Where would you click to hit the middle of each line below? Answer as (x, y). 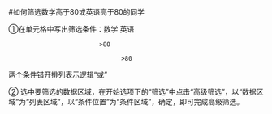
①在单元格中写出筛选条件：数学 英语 (71, 29)
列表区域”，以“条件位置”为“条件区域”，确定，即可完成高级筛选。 (136, 102)
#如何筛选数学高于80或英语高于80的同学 (76, 12)
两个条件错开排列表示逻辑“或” (58, 74)
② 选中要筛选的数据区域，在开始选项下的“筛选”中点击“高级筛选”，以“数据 (133, 92)
